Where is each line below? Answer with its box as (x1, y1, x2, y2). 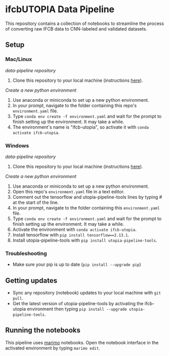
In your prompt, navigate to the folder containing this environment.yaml (12, 204, 160, 211)
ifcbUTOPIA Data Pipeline (5, 4, 115, 15)
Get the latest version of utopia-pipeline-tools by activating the (12, 301, 144, 307)
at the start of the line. (12, 199, 59, 205)
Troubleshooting (5, 250, 47, 257)
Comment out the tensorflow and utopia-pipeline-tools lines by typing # (12, 194, 162, 200)
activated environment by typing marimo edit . (5, 345, 100, 351)
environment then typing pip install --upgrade (27, 306, 128, 312)
